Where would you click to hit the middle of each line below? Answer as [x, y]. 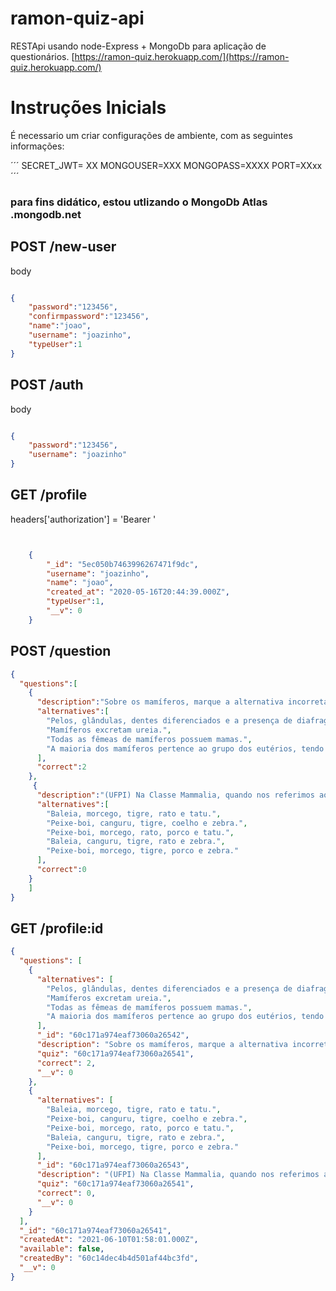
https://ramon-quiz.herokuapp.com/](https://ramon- [182, 56]
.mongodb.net [46, 214]
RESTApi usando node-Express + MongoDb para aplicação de [138, 46]
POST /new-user [63, 247]
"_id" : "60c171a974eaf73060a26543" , [113, 1165]
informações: [37, 146]
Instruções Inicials [88, 108]
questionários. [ [42, 56]
